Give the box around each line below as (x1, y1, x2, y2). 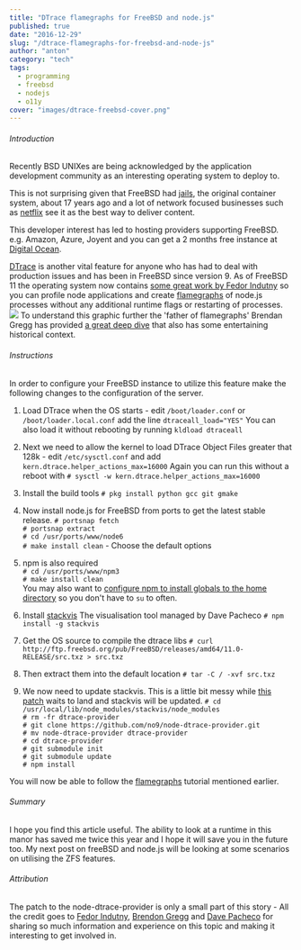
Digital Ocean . (9, 244, 62, 255)
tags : (9, 64, 30, 73)
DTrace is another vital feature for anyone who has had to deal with (9, 261, 259, 272)
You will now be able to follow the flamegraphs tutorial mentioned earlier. (9, 775, 279, 786)
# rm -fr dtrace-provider (22, 712, 120, 721)
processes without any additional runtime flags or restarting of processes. (9, 299, 283, 311)
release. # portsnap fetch (22, 514, 120, 525)
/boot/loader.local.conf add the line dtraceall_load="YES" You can (22, 414, 276, 425)
